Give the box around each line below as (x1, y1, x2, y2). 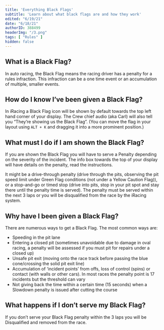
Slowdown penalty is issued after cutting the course (12, 287, 118, 293)
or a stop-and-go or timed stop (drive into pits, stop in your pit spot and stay (5, 182, 160, 188)
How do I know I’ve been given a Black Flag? (5, 95, 143, 103)
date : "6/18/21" (5, 21, 38, 26)
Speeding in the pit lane (12, 234, 60, 240)
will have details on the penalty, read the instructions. (5, 162, 113, 168)
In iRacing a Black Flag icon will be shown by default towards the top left (5, 108, 151, 114)
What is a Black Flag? (5, 58, 72, 66)
